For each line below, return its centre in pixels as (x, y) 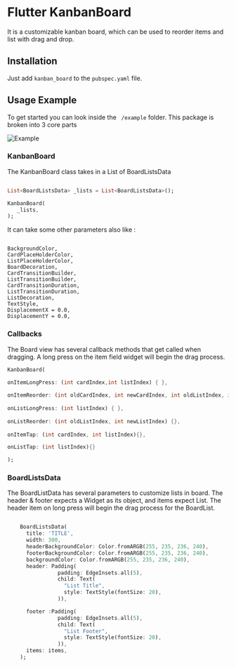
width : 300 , (43, 540)
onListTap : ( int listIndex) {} (52, 447)
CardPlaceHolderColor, (40, 255)
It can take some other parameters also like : (72, 230)
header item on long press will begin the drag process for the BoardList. (111, 508)
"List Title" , (84, 586)
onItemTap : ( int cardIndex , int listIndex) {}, (77, 435)
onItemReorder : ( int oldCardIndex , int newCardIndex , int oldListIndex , (116, 395)
